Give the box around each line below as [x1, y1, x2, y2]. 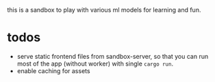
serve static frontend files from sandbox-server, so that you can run [16, 52, 209, 60]
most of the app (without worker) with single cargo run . [16, 59, 173, 68]
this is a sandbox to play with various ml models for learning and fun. [7, 6, 201, 14]
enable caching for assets [16, 66, 90, 74]
